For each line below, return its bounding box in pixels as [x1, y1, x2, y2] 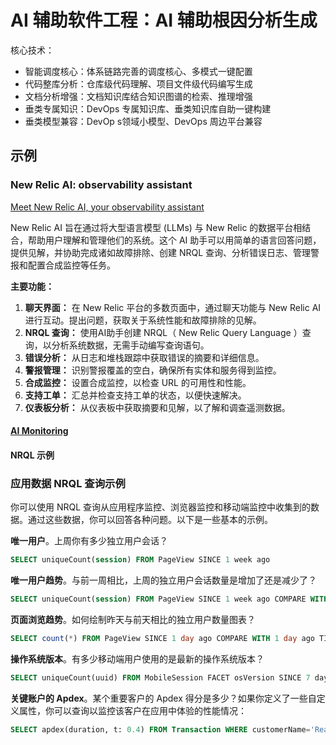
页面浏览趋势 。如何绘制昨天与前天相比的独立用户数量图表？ [10, 613, 256, 625]
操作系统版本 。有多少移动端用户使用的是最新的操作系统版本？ [10, 652, 265, 665]
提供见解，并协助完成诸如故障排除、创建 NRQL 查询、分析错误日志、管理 [10, 246, 312, 258]
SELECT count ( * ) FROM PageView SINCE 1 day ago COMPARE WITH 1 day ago [10, 633, 315, 643]
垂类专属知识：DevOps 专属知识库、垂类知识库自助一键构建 [24, 102, 272, 115]
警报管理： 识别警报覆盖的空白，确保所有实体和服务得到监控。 [24, 364, 282, 376]
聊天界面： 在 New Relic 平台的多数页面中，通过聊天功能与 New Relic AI [24, 301, 322, 313]
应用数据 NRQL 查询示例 [10, 476, 126, 490]
